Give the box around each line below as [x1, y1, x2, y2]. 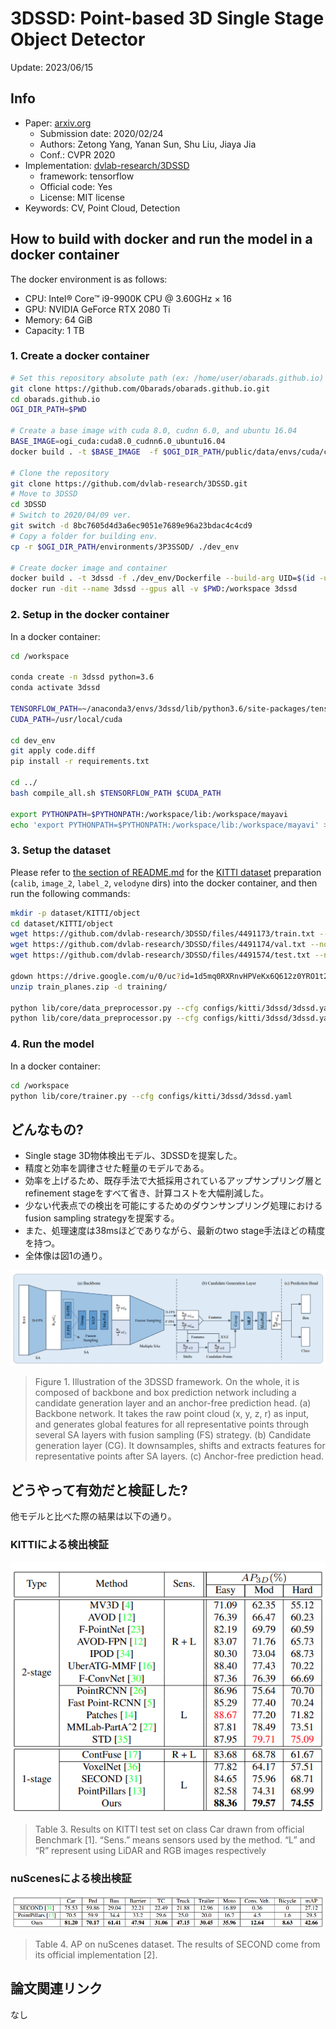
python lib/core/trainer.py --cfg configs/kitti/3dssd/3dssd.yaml [10, 1091, 293, 1101]
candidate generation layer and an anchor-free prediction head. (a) [34, 1397, 312, 1409]
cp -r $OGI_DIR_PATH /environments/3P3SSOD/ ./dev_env [10, 542, 240, 552]
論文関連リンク [10, 1980, 103, 1997]
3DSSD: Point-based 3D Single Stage [10, 7, 325, 30]
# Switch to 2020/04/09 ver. [10, 510, 132, 521]
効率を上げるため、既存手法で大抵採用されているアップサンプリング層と [24, 1175, 323, 1187]
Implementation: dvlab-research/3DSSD [24, 159, 190, 171]
